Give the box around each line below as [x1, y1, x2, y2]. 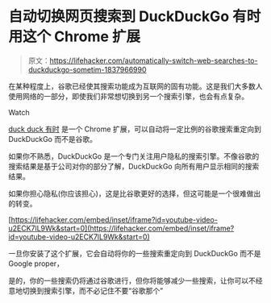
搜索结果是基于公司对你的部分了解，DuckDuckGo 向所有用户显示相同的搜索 [8, 161, 260, 171]
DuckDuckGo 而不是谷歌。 [8, 134, 97, 143]
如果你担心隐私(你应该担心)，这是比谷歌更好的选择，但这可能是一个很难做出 [8, 189, 261, 198]
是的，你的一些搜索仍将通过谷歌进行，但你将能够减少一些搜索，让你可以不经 [8, 276, 263, 285]
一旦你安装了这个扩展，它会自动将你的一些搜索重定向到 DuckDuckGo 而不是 [8, 248, 261, 258]
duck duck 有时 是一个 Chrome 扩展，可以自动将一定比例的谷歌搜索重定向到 [8, 124, 262, 134]
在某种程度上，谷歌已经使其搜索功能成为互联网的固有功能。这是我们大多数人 [8, 81, 263, 91]
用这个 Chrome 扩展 [8, 27, 141, 46]
